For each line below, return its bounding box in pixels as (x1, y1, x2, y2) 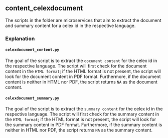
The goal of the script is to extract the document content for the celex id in (5, 57, 157, 63)
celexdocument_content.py (5, 47, 59, 52)
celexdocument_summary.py (5, 95, 59, 100)
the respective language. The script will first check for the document (5, 62, 147, 69)
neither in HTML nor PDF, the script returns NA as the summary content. (5, 127, 153, 133)
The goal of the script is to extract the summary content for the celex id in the (5, 106, 163, 112)
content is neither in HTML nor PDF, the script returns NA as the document (5, 78, 158, 84)
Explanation (5, 35, 35, 42)
